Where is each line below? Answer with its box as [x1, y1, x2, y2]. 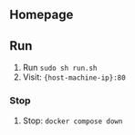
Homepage [9, 7, 74, 23]
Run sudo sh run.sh [22, 63, 98, 73]
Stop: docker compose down [22, 115, 123, 126]
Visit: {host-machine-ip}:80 [22, 72, 126, 82]
